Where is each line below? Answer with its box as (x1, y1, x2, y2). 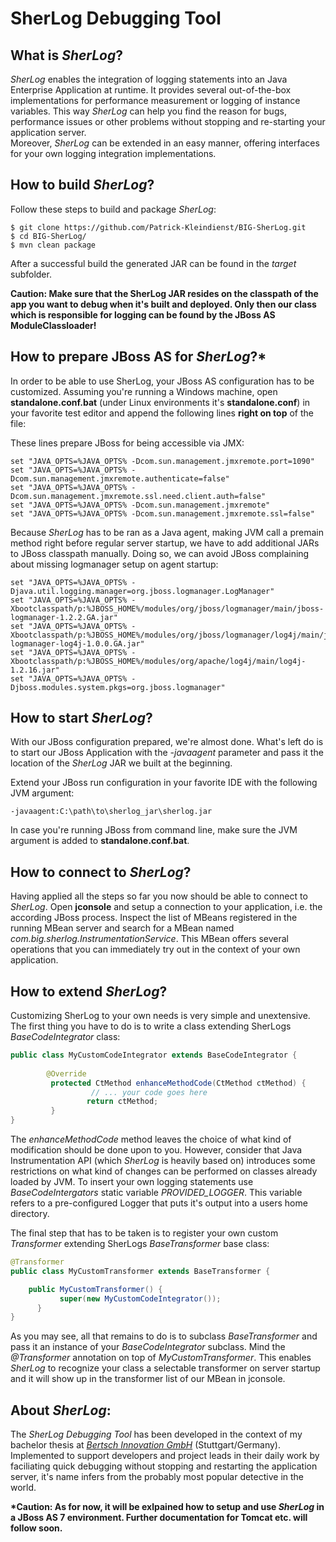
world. (10, 1482, 37, 1494)
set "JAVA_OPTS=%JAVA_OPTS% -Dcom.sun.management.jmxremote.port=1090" (10, 456, 315, 466)
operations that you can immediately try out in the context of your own (10, 943, 301, 956)
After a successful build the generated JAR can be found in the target (10, 257, 297, 269)
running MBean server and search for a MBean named (10, 922, 235, 934)
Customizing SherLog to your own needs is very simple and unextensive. (10, 1010, 311, 1022)
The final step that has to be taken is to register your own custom (10, 1227, 279, 1239)
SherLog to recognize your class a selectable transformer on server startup (10, 1362, 321, 1374)
